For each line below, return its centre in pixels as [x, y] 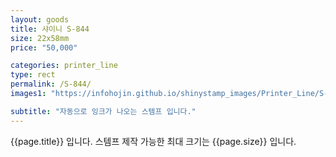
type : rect [33, 75]
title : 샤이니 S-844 [50, 29]
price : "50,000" [44, 47]
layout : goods [40, 19]
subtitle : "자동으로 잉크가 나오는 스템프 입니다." [103, 111]
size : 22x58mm [40, 38]
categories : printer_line [64, 66]
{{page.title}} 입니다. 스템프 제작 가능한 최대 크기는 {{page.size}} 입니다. [153, 141]
